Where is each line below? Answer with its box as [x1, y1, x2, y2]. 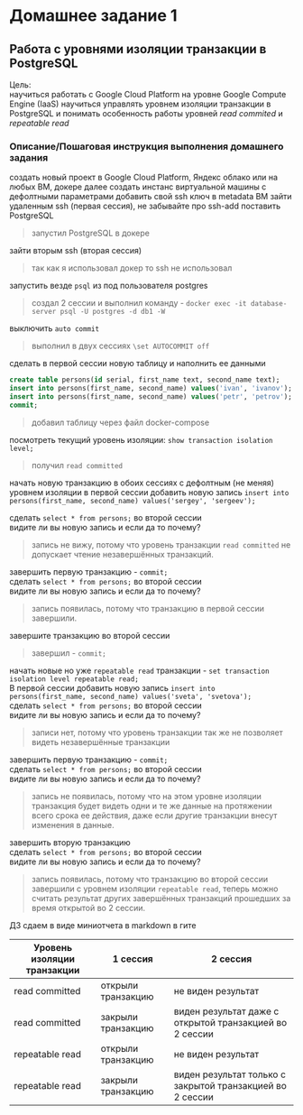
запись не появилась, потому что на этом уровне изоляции [31, 790, 262, 801]
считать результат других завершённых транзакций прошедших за [31, 892, 291, 903]
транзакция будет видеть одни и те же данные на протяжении [31, 800, 272, 811]
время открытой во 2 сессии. [31, 902, 146, 913]
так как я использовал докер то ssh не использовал [31, 263, 233, 273]
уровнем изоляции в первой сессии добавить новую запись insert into [9, 486, 289, 497]
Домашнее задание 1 [9, 5, 178, 26]
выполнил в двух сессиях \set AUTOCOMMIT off [31, 340, 210, 352]
